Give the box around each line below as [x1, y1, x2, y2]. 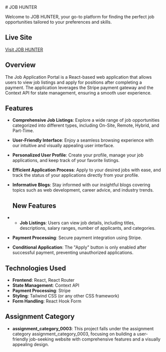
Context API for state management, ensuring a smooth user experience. [5, 90, 152, 96]
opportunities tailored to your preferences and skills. [5, 19, 112, 25]
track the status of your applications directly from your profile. [12, 172, 140, 178]
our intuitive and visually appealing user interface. [12, 143, 114, 149]
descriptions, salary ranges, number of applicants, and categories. [19, 225, 156, 231]
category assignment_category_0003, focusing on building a [12, 331, 136, 337]
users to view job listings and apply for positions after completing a [5, 79, 142, 85]
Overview [5, 61, 36, 69]
